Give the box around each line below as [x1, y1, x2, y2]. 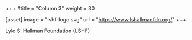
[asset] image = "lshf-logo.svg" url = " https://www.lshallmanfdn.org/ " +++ [5, 16, 187, 23]
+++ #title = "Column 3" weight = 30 [5, 5, 95, 12]
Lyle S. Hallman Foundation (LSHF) [5, 27, 90, 34]
